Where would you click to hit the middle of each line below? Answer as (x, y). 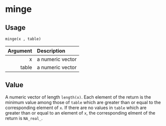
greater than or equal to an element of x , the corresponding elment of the (80, 113)
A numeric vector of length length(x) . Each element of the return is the (78, 97)
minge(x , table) (23, 39)
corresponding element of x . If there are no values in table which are (76, 108)
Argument (20, 51)
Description (51, 51)
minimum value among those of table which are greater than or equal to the (83, 102)
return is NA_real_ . (24, 118)
